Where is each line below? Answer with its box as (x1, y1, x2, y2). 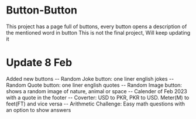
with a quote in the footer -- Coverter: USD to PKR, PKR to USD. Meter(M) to (6, 94, 190, 101)
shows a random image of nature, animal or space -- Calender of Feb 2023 (6, 87, 187, 94)
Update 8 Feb (6, 56, 73, 69)
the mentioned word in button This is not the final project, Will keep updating (6, 29, 191, 36)
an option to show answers (6, 106, 71, 113)
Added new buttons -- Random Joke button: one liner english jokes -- (6, 75, 174, 82)
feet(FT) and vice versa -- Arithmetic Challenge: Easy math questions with (6, 100, 185, 107)
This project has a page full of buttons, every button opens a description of (6, 23, 187, 30)
